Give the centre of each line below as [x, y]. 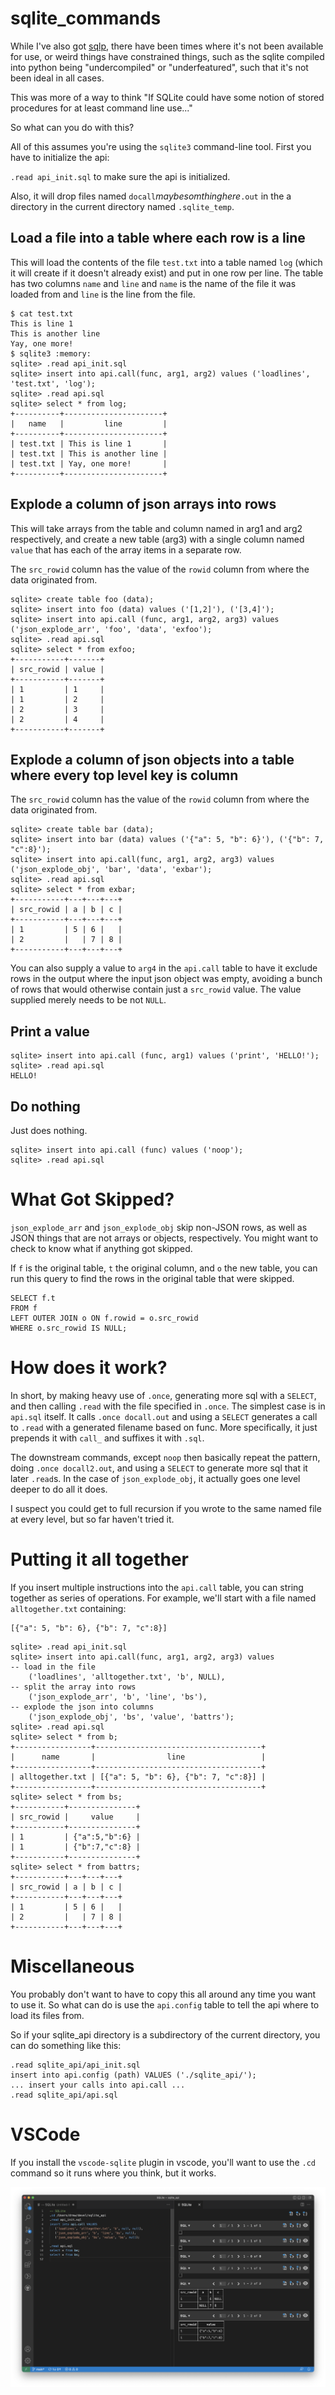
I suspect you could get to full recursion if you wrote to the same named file [166, 1508]
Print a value [50, 1031]
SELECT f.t [33, 1298]
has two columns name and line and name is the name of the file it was [153, 283]
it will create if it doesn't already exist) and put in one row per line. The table [167, 273]
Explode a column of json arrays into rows [143, 504]
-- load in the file [53, 1667]
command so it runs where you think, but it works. [113, 2173]
